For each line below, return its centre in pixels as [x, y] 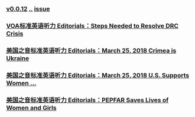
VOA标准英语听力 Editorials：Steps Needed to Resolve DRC [92, 25]
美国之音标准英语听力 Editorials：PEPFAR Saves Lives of [87, 100]
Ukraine [18, 58]
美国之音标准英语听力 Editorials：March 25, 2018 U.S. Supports [98, 75]
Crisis [15, 33]
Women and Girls [32, 108]
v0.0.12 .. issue [28, 9]
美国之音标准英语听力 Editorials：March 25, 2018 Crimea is [91, 50]
